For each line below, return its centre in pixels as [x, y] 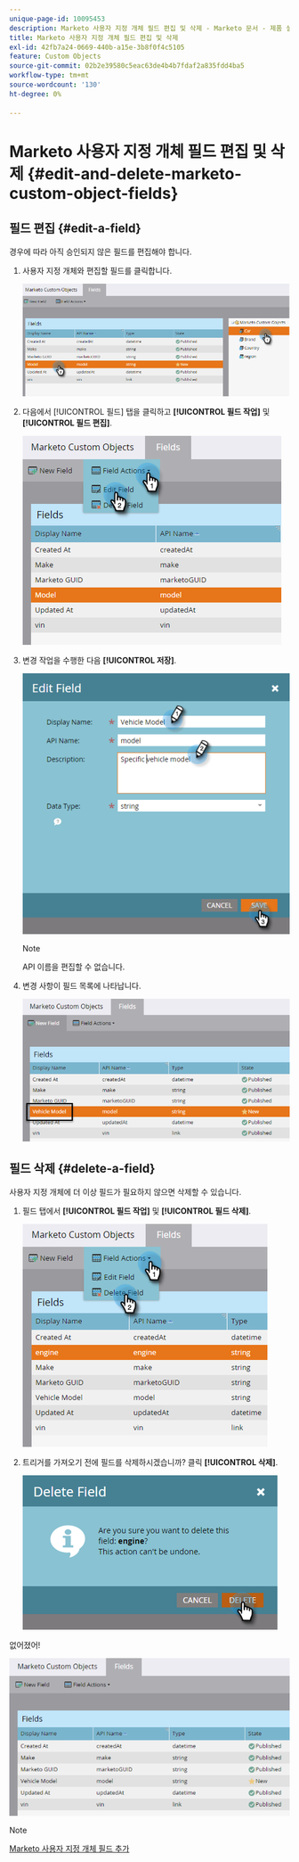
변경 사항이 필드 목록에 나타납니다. [81, 985]
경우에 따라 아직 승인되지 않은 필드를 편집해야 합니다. [101, 251]
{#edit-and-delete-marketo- [134, 173]
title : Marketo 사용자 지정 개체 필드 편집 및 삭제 [94, 37]
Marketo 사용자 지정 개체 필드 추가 [69, 1848]
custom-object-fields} [94, 193]
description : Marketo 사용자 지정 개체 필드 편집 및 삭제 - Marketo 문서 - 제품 [146, 28]
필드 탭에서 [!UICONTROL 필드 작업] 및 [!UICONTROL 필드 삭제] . [137, 1211]
